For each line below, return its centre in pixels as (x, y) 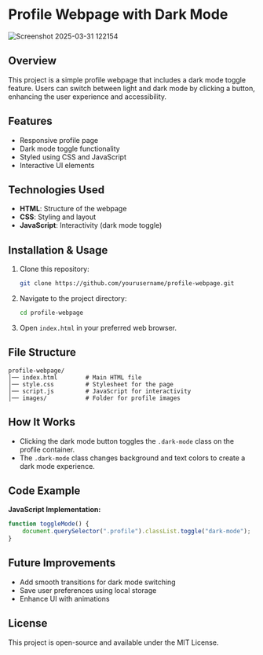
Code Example (44, 490)
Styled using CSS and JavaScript (73, 157)
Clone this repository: (54, 269)
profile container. (47, 449)
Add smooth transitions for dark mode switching (97, 582)
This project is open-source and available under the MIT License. (113, 642)
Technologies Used (56, 190)
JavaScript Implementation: (55, 510)
